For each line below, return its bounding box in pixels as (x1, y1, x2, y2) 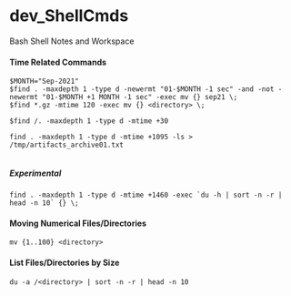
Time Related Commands (9, 56, 107, 67)
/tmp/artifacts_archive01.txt (9, 140, 125, 150)
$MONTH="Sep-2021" (9, 77, 79, 87)
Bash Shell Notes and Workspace (9, 36, 135, 46)
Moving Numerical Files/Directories (9, 218, 147, 229)
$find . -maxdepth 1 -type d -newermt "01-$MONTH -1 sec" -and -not (9, 85, 275, 94)
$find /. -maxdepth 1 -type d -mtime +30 (9, 117, 169, 126)
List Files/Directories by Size (9, 257, 120, 268)
